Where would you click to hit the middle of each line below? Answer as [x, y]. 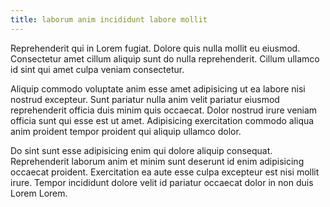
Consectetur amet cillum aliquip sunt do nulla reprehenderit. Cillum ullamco [165, 58]
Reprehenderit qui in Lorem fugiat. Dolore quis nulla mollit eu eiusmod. [155, 48]
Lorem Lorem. [39, 193]
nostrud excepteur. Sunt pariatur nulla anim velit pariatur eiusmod [145, 99]
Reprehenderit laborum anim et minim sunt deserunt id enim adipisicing [157, 161]
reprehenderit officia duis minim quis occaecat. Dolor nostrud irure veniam [164, 110]
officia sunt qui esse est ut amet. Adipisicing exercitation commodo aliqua [162, 120]
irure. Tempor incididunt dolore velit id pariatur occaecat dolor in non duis [162, 182]
